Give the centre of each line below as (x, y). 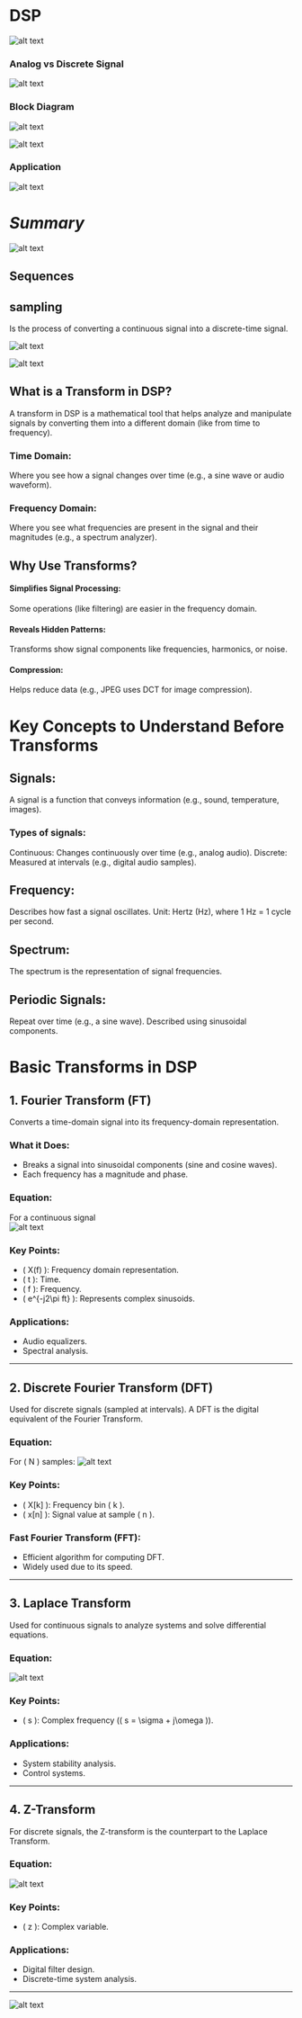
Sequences (42, 277)
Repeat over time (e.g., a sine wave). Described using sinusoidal (128, 1021)
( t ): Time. (41, 1279)
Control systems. (53, 1772)
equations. (29, 1635)
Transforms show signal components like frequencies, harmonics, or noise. (148, 650)
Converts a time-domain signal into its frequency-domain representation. (144, 1122)
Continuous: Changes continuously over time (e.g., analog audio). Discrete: (148, 852)
